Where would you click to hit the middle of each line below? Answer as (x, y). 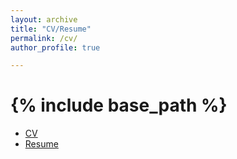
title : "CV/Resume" (51, 29)
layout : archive (44, 19)
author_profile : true (55, 47)
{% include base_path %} (119, 105)
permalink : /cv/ (44, 38)
